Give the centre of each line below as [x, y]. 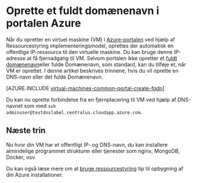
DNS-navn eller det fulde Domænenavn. [55, 77]
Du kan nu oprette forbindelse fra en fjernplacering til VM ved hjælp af [91, 99]
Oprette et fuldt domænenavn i [83, 11]
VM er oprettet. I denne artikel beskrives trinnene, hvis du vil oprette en [92, 70]
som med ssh [40, 106]
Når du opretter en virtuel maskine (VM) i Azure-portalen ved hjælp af [91, 39]
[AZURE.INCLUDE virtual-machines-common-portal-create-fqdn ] [85, 88]
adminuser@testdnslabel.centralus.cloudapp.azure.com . [74, 112]
